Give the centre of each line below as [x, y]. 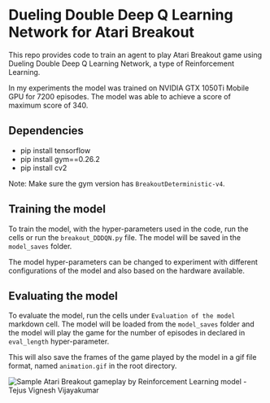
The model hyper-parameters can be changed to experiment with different [133, 261]
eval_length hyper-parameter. [59, 342]
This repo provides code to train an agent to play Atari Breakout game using [135, 55]
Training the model [57, 209]
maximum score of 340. [48, 105]
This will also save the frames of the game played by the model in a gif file [133, 357]
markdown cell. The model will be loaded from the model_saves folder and [131, 324]
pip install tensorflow [55, 150]
